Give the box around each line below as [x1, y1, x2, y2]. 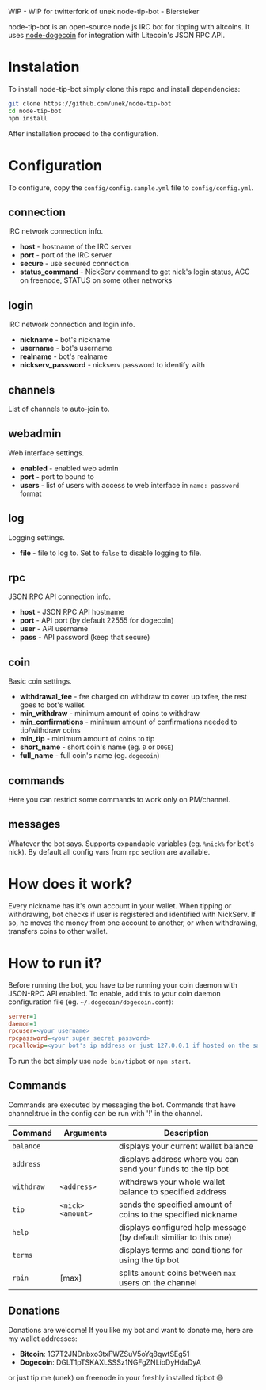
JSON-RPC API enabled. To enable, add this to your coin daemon [8, 988, 221, 998]
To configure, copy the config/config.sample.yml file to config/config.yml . [8, 182, 254, 192]
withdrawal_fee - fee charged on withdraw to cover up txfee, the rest [19, 692, 248, 702]
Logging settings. [8, 532, 66, 542]
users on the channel [118, 1277, 197, 1288]
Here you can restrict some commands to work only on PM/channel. [8, 795, 231, 804]
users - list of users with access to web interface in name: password [19, 480, 240, 489]
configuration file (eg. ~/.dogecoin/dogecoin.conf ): [8, 997, 174, 1007]
